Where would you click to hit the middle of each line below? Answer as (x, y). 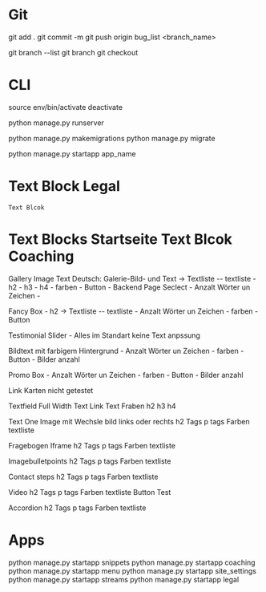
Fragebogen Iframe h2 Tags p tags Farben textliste (92, 445)
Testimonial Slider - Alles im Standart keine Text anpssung (104, 335)
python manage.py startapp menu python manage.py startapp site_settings (132, 570)
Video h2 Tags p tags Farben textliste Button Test (90, 492)
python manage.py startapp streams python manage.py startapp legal (124, 579)
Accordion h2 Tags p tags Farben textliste (77, 508)
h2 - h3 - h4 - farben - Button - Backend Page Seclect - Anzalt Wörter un (129, 287)
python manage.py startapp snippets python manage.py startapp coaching (132, 562)
